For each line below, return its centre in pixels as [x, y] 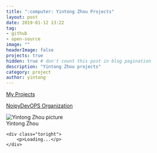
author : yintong [26, 77]
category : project [29, 72]
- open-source [24, 39]
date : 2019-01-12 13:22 [35, 22]
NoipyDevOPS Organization [40, 106]
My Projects [21, 95]
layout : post [22, 17]
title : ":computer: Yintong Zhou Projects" [60, 12]
